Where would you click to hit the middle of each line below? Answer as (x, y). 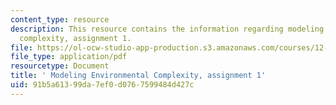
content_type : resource (60, 19)
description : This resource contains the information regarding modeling (167, 29)
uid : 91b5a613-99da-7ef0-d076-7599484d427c (102, 85)
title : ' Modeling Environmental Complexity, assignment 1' (138, 76)
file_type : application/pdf (69, 57)
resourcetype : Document (60, 66)
